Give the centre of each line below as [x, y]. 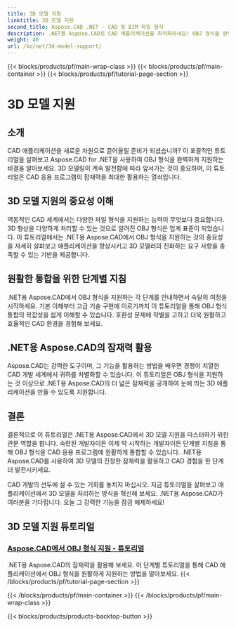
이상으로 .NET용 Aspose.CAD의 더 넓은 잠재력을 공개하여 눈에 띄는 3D [119, 383]
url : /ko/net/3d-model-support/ [54, 46]
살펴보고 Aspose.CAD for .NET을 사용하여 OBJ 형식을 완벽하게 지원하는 [125, 159]
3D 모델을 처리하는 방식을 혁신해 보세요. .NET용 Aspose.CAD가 [136, 494]
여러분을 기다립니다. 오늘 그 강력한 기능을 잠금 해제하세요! [86, 502]
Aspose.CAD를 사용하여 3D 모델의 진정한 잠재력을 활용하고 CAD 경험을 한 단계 [116, 461]
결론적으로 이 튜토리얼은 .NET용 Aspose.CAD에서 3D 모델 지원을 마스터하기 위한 [118, 435]
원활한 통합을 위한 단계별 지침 [67, 279]
